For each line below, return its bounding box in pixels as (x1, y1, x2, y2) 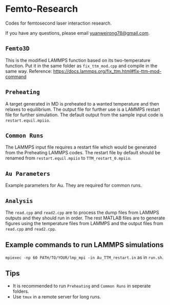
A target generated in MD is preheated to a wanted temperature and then (5, 100, 160, 107)
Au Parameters (5, 170, 50, 177)
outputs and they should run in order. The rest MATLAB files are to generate (5, 215, 165, 221)
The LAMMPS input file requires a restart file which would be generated (5, 144, 157, 150)
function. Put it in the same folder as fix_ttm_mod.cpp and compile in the (5, 63, 158, 69)
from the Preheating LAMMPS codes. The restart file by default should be (5, 150, 160, 156)
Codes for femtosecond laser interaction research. (5, 20, 112, 26)
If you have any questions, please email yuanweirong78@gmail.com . (5, 30, 150, 36)
